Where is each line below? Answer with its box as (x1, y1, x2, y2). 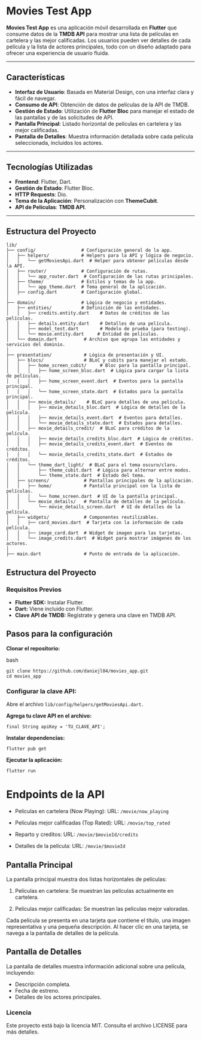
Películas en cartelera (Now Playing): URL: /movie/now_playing (14, 808, 169, 815)
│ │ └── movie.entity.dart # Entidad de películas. (6, 331, 160, 337)
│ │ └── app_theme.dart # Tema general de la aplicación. (6, 284, 167, 290)
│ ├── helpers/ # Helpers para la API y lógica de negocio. (6, 253, 194, 259)
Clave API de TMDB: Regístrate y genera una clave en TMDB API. (14, 612, 176, 619)
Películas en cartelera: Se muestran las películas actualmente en (14, 887, 174, 894)
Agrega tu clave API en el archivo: (6, 712, 92, 719)
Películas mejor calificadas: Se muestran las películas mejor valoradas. (14, 905, 190, 912)
